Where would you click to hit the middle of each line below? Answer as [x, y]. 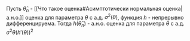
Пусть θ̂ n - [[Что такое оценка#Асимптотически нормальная [84, 10]
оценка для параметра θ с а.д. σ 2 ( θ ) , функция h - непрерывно [104, 17]
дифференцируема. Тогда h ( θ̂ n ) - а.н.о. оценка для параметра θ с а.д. [95, 24]
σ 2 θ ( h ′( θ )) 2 [20, 32]
